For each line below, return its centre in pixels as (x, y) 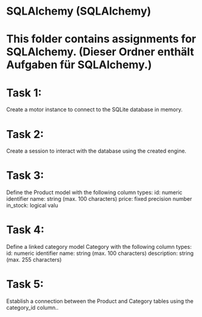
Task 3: (25, 176)
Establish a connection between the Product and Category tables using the (100, 301)
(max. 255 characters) (34, 260)
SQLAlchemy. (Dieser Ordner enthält (100, 52)
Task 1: (24, 93)
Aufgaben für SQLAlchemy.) (79, 65)
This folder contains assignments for (101, 39)
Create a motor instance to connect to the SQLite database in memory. (95, 110)
